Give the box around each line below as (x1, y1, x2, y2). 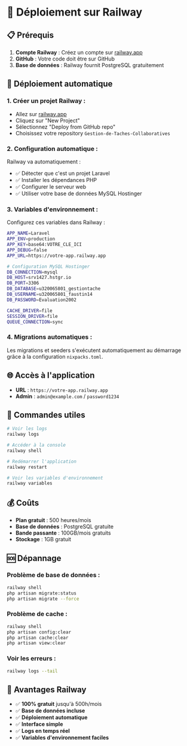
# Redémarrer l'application (7, 458, 77, 465)
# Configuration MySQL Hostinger (7, 263, 90, 269)
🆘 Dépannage (7, 553, 62, 563)
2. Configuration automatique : (7, 144, 98, 153)
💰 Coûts (7, 498, 39, 508)
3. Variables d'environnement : (7, 205, 99, 213)
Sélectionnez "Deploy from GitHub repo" (15, 123, 116, 131)
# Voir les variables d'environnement (7, 475, 103, 481)
